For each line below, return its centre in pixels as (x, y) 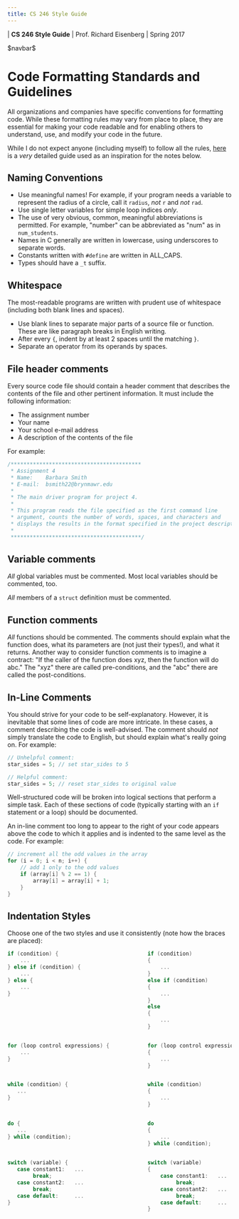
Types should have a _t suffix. (62, 263)
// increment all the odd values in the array (78, 854)
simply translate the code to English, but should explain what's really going (117, 737)
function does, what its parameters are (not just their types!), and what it (113, 645)
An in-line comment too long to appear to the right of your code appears (113, 826)
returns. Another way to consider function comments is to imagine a (107, 652)
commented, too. (32, 584)
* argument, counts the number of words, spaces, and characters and (116, 517)
